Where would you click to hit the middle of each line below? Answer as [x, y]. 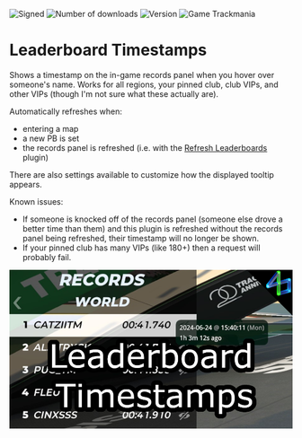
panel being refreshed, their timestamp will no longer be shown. [141, 238]
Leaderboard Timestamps [108, 50]
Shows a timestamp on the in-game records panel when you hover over [142, 74]
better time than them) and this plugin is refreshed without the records [152, 228]
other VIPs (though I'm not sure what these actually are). [114, 93]
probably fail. [47, 257]
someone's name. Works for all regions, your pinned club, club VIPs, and [144, 84]
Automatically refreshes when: [66, 111]
